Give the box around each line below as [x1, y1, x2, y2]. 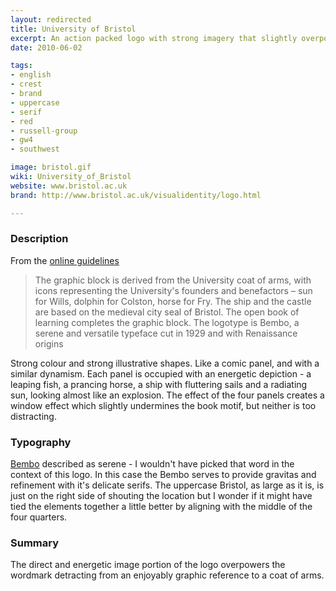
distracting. [10, 410, 57, 422]
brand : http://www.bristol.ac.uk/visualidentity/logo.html [10, 190, 262, 200]
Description [10, 232, 69, 246]
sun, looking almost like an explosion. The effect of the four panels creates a [10, 389, 325, 401]
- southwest [10, 144, 60, 155]
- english [10, 70, 52, 80]
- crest [10, 79, 43, 90]
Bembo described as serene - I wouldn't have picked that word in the [10, 458, 295, 470]
